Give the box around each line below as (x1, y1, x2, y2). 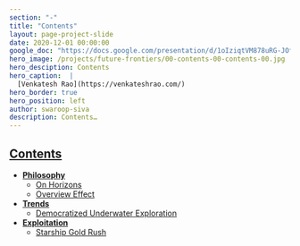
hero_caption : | (9, 72, 74, 81)
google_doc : (9, 47, 54, 55)
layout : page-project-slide (9, 30, 114, 38)
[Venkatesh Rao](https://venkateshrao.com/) (17, 80, 186, 89)
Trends (21, 198, 50, 208)
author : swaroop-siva (9, 105, 90, 114)
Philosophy (21, 169, 65, 180)
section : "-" (9, 13, 58, 22)
